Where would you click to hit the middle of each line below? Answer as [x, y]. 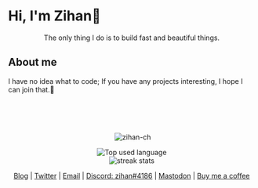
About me [33, 62]
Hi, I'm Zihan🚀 [55, 16]
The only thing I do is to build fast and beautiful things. [132, 38]
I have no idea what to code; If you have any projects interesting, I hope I [125, 81]
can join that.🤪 [31, 89]
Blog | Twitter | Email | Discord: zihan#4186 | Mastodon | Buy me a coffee [132, 176]
